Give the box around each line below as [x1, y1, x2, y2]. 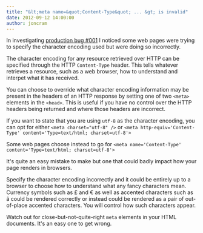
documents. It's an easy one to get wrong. [6, 220, 112, 228]
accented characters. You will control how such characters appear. [28, 201, 196, 209]
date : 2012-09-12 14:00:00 [6, 15, 75, 21]
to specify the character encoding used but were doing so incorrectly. [6, 43, 181, 50]
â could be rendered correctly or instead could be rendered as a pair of [6, 195, 184, 203]
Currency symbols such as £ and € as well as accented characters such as [6, 189, 194, 196]
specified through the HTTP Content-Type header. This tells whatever [6, 61, 179, 69]
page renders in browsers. [6, 164, 73, 172]
